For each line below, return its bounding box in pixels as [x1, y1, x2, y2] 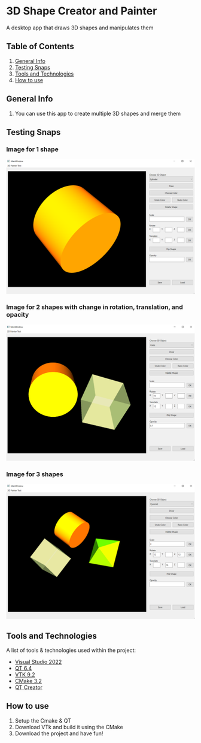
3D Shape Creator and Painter [6, 4, 157, 18]
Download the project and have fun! [14, 730, 103, 737]
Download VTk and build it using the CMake [14, 723, 124, 730]
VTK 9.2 [14, 670, 35, 678]
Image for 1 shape [6, 145, 59, 154]
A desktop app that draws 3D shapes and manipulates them [6, 24, 154, 31]
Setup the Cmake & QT [14, 717, 72, 724]
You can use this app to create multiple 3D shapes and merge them [14, 110, 181, 117]
